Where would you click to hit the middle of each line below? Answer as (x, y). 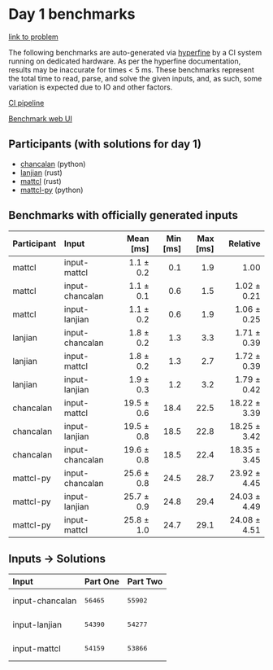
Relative (245, 243)
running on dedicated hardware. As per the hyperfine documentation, (125, 61)
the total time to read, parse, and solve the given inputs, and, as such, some (135, 78)
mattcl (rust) (41, 181)
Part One (102, 581)
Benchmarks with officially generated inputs (123, 215)
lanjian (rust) (41, 173)
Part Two (145, 581)
